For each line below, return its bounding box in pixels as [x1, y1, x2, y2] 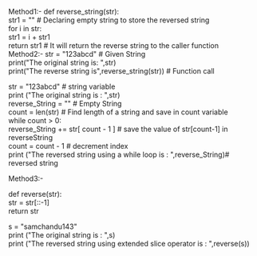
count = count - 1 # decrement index [8, 142, 128, 150]
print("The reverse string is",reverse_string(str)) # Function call [8, 66, 215, 75]
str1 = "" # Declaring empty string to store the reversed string [8, 15, 210, 25]
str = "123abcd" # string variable [8, 82, 116, 91]
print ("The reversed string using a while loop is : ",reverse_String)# [8, 150, 230, 159]
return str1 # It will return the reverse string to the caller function [8, 41, 219, 50]
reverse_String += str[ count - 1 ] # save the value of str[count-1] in [8, 124, 229, 134]
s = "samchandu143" [8, 222, 77, 231]
